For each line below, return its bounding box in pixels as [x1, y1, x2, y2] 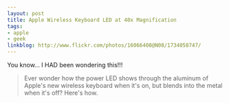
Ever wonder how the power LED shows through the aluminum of [23, 74, 208, 82]
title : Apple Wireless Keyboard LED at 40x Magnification [7, 16, 177, 23]
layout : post [7, 10, 45, 17]
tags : [7, 23, 23, 30]
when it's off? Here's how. [23, 89, 98, 97]
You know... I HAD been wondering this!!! [7, 61, 123, 69]
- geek [7, 36, 26, 43]
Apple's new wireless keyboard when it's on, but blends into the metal [23, 82, 223, 89]
